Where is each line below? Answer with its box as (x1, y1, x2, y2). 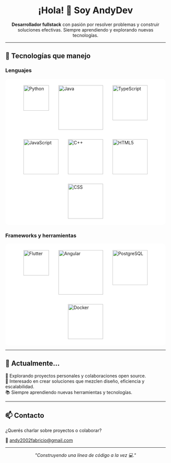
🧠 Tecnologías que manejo (5, 52, 91, 60)
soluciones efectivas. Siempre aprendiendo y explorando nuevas (17, 26, 154, 33)
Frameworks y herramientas (5, 232, 77, 239)
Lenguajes (5, 67, 32, 74)
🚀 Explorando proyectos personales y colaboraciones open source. (5, 373, 147, 379)
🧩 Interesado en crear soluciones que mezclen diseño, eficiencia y (5, 378, 145, 384)
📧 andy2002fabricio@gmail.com (5, 437, 73, 443)
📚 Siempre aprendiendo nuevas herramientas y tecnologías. (5, 389, 132, 395)
